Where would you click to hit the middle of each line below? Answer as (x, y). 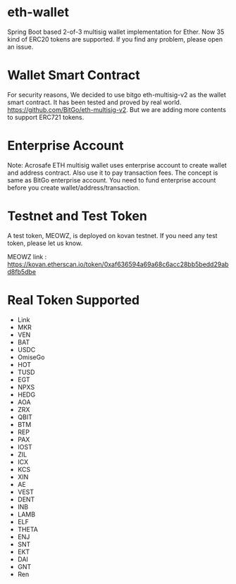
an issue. (20, 46)
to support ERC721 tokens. (46, 117)
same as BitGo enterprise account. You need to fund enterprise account (112, 180)
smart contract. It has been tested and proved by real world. (94, 102)
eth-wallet (38, 12)
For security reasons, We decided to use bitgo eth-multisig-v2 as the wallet (117, 94)
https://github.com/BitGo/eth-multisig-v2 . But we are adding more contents (117, 109)
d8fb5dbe (22, 271)
